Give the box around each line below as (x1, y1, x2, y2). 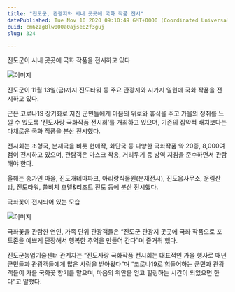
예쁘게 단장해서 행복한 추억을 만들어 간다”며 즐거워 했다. (25, 236, 178, 245)
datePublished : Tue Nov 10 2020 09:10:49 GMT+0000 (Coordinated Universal (7, 17, 230, 24)
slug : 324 (7, 29, 36, 37)
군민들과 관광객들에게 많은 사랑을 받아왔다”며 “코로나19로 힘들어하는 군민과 (7, 260, 212, 268)
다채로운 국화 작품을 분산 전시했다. (7, 127, 101, 135)
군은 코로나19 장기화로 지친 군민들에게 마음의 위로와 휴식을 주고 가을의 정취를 (7, 109, 217, 118)
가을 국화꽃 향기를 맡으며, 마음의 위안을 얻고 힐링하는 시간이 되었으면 (25, 269, 213, 277)
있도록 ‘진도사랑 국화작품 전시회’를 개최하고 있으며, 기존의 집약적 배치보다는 (22, 118, 227, 127)
